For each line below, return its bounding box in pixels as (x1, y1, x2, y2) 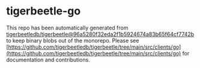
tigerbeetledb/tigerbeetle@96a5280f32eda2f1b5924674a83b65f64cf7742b (6, 30, 195, 37)
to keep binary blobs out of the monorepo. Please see (6, 37, 139, 44)
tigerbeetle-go (6, 4, 81, 18)
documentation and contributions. (6, 56, 90, 63)
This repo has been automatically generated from (6, 24, 129, 31)
